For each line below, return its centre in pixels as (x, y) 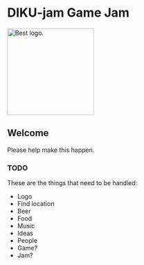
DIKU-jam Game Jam (69, 13)
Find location (36, 204)
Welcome (28, 133)
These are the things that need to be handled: (72, 183)
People (27, 241)
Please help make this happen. (51, 150)
